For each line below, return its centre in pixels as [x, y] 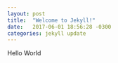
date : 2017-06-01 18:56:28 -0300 [59, 27]
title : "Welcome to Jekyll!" [52, 20]
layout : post [26, 14]
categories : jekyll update [47, 33]
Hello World [24, 53]
